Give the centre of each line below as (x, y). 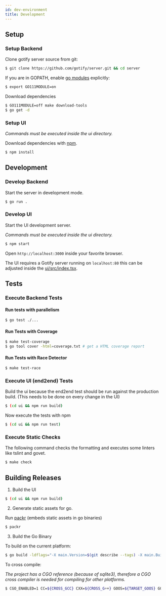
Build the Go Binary (32, 536)
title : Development (25, 14)
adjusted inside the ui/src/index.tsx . (41, 268)
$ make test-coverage (27, 342)
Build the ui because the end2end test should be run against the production (82, 391)
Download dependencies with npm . (41, 143)
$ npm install (20, 152)
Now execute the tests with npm (38, 415)
